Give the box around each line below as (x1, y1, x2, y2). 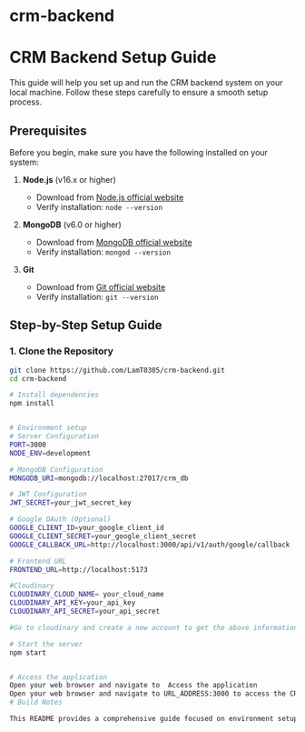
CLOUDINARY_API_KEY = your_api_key (9, 598, 136, 607)
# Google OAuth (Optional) (9, 515, 112, 524)
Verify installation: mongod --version (35, 246, 171, 257)
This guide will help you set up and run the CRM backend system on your (9, 77, 283, 88)
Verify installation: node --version (35, 201, 163, 212)
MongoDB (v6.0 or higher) (22, 219, 123, 230)
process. (9, 96, 43, 107)
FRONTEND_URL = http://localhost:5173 (9, 565, 148, 574)
